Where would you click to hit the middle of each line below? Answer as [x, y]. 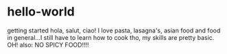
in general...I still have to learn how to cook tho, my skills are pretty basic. [111, 37]
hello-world [41, 12]
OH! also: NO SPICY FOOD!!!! [48, 45]
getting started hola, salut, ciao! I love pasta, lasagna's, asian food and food [114, 30]
